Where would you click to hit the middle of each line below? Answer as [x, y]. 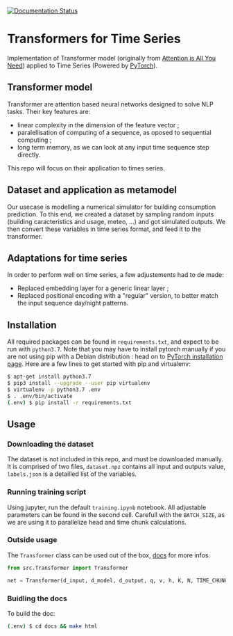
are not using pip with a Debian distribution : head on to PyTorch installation [115, 357]
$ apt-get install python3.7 [49, 377]
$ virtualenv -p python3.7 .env [54, 390]
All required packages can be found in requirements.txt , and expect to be [113, 342]
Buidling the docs [37, 598]
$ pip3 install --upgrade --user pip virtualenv [79, 383]
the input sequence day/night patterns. [73, 303]
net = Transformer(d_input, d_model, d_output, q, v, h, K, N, [101, 580]
